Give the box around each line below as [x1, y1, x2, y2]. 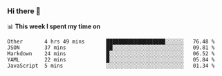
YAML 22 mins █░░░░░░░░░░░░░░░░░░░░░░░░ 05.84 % [7, 57, 215, 64]
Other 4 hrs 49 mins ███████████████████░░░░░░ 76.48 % [7, 38, 215, 46]
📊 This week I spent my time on [7, 22, 101, 30]
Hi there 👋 [7, 6, 41, 16]
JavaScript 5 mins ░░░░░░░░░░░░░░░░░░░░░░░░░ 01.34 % [7, 62, 215, 70]
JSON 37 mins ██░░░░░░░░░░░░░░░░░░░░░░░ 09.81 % [7, 44, 215, 51]
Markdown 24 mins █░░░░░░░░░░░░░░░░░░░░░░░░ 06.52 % [7, 50, 215, 57]
